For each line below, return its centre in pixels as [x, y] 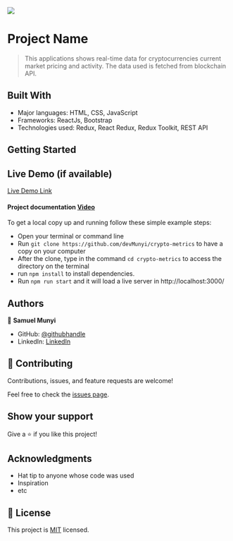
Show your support [50, 417]
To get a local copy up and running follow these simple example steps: [109, 223]
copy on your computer [51, 251]
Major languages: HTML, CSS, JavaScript [78, 112]
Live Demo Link [30, 190]
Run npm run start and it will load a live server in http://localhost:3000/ [121, 281]
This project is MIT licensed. [48, 530]
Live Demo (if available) [60, 174]
